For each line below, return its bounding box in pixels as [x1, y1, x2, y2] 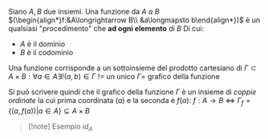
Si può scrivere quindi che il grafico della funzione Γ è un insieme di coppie [8, 87, 257, 97]
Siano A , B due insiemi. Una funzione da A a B [8, 7, 160, 16]
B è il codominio [19, 48, 74, 57]
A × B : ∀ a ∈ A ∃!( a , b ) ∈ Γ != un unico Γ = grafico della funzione [8, 72, 221, 81]
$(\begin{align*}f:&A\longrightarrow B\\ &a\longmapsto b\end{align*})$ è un [8, 15, 261, 25]
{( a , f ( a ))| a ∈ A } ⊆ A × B [8, 105, 90, 115]
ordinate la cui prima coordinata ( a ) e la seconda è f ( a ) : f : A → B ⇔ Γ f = [8, 96, 251, 107]
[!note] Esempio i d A [27, 121, 93, 133]
